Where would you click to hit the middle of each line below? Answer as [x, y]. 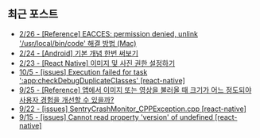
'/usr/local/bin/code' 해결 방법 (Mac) [78, 43]
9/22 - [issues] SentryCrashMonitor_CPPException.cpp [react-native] [133, 109]
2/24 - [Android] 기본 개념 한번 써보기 [78, 53]
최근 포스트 [33, 14]
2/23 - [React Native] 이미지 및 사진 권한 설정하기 [97, 63]
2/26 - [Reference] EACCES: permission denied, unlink [108, 33]
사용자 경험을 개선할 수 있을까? [66, 100]
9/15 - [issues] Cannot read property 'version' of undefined [116, 117]
